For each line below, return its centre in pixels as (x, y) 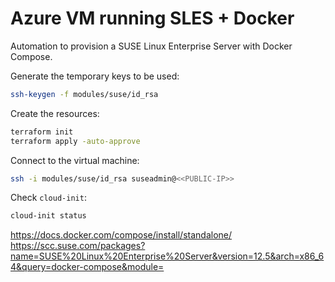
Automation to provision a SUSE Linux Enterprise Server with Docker (151, 46)
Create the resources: (55, 113)
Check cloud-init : (48, 198)
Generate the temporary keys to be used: (95, 76)
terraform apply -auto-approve (75, 141)
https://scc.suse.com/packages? (78, 246)
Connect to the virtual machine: (75, 160)
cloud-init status (48, 216)
